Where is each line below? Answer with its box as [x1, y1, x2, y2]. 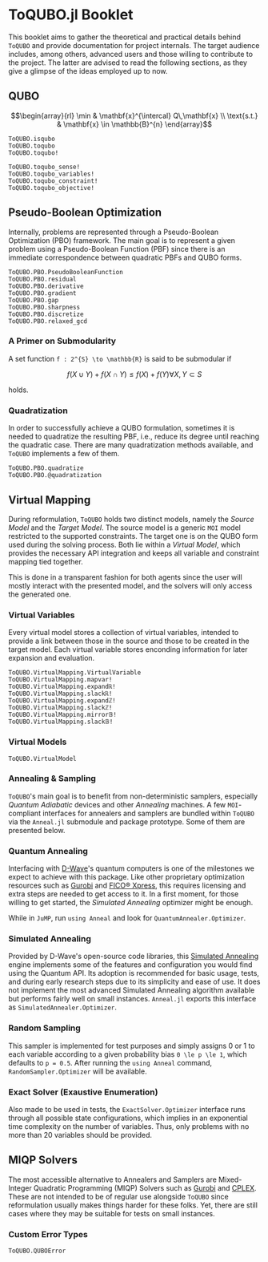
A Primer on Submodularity [8, 335, 117, 346]
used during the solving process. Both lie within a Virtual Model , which [8, 540, 242, 549]
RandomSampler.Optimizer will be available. [8, 1066, 147, 1076]
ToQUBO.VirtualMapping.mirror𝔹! [8, 711, 118, 719]
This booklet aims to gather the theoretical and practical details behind [8, 32, 242, 42]
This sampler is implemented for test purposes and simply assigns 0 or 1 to [8, 1041, 255, 1050]
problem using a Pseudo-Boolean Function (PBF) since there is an [8, 244, 226, 253]
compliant [8, 808, 42, 818]
